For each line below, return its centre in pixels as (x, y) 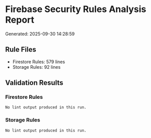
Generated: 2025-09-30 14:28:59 (40, 34)
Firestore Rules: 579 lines (39, 62)
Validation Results (34, 83)
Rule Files (21, 49)
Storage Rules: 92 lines (36, 67)
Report (20, 20)
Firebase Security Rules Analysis (76, 9)
